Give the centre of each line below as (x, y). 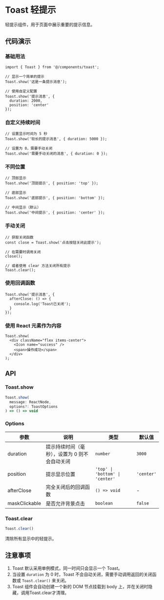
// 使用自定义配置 (21, 91)
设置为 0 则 (71, 454)
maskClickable (24, 503)
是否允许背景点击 (65, 503)
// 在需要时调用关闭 (23, 252)
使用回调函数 (20, 283)
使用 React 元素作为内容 (33, 326)
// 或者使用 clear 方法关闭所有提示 (38, 266)
